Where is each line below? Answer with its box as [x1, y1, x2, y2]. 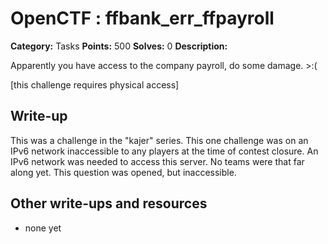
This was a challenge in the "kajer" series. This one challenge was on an [10, 134, 309, 146]
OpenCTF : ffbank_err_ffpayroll [10, 7, 275, 30]
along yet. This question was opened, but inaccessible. [10, 166, 237, 178]
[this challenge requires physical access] [10, 78, 180, 91]
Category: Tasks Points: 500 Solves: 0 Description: [10, 40, 228, 52]
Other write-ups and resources [10, 195, 208, 212]
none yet [24, 222, 62, 234]
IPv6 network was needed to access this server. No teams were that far [10, 155, 305, 167]
